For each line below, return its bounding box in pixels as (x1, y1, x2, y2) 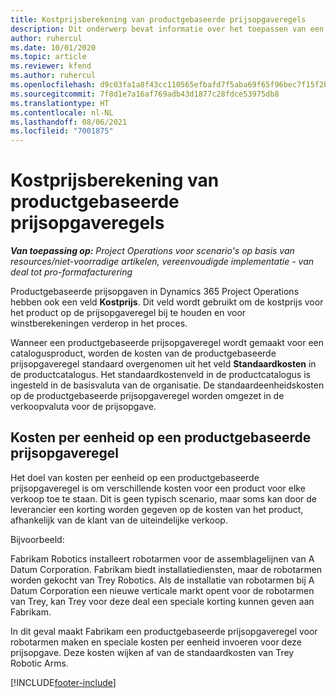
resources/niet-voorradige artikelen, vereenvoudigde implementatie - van (10, 256, 315, 268)
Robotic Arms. (10, 657, 69, 669)
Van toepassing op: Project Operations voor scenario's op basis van (10, 245, 295, 257)
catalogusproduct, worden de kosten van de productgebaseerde (10, 347, 277, 360)
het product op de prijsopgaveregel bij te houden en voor (10, 307, 247, 319)
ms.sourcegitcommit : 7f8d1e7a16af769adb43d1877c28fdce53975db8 (10, 89, 280, 99)
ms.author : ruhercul (10, 71, 97, 81)
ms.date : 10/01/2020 (10, 42, 97, 53)
